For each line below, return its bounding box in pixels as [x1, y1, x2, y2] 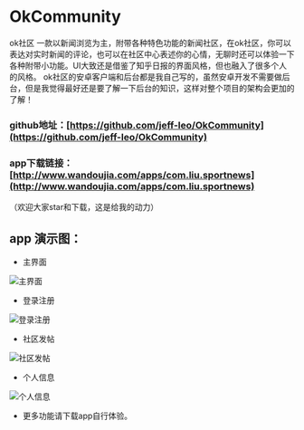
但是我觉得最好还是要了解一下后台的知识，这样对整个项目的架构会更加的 [24, 82, 295, 93]
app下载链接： [9, 157, 73, 169]
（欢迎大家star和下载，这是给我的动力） [9, 202, 159, 213]
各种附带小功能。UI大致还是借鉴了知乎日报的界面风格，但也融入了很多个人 [9, 60, 288, 71]
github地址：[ [9, 119, 71, 131]
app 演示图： [9, 231, 82, 246]
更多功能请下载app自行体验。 [22, 410, 133, 421]
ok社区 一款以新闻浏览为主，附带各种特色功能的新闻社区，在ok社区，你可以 [9, 37, 292, 48]
